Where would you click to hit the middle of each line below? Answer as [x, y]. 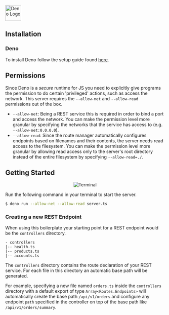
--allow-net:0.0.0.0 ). [36, 130]
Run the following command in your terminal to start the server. [71, 194]
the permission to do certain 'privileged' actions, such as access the [76, 93]
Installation [23, 34]
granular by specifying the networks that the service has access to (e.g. [88, 125]
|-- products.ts [22, 251]
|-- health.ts [20, 247]
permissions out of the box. [34, 104]
